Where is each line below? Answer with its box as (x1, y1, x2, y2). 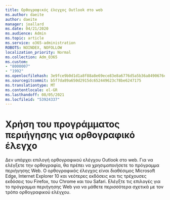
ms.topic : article (5, 36, 44, 41)
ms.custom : (5, 59, 28, 64)
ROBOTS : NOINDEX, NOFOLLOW (5, 45, 62, 50)
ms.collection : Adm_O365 (5, 54, 58, 60)
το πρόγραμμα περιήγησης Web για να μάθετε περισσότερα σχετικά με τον (5, 184, 164, 190)
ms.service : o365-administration (5, 41, 76, 46)
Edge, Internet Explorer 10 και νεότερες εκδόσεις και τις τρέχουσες (5, 173, 147, 179)
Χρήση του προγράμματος (5, 118, 120, 130)
